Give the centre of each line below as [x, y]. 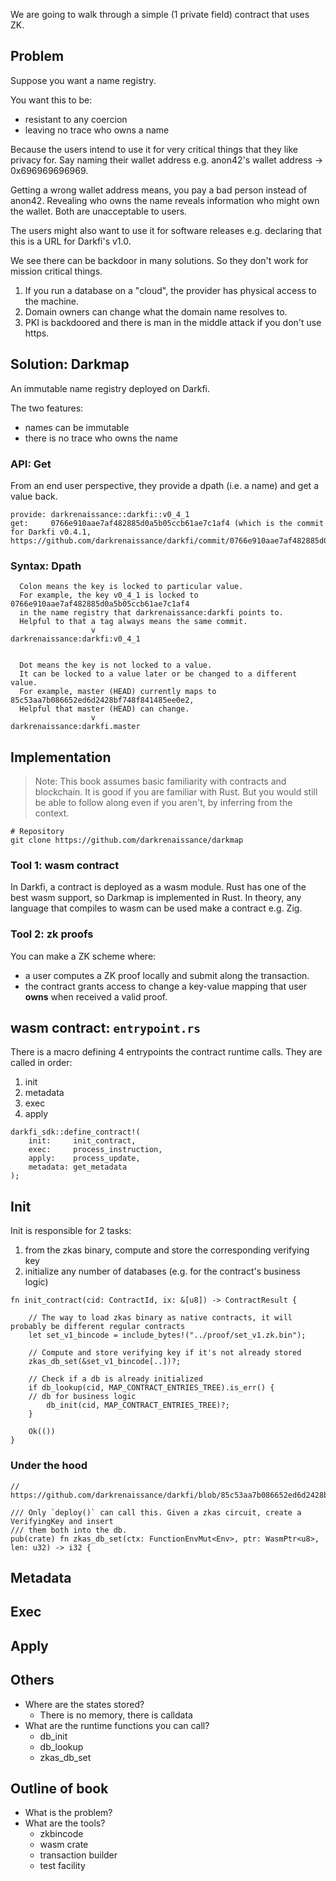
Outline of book [59, 1788]
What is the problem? [68, 1813]
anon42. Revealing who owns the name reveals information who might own [165, 200]
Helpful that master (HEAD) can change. [104, 709]
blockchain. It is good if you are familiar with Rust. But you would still [176, 792]
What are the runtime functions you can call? [117, 1725]
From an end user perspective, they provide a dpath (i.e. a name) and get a [164, 485]
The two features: [47, 408]
